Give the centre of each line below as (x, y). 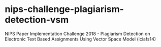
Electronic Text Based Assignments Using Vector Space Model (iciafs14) (80, 39)
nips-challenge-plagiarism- (64, 9)
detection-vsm (37, 20)
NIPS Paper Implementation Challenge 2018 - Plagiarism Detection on (77, 33)
